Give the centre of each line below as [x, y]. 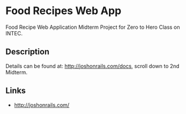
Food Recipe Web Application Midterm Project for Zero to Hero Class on [93, 27]
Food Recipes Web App [64, 11]
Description [27, 52]
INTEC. [14, 33]
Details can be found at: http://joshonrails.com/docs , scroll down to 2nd [93, 66]
